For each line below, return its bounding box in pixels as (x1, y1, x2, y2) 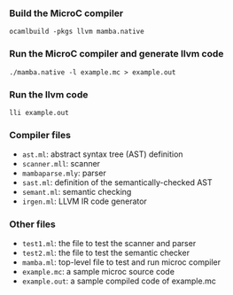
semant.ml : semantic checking (21, 187, 132, 198)
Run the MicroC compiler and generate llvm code (9, 48, 224, 60)
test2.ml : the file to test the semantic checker (21, 247, 190, 259)
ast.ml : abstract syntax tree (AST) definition (21, 149, 183, 159)
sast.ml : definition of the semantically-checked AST (21, 177, 213, 188)
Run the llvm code (9, 88, 89, 100)
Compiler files (9, 128, 71, 141)
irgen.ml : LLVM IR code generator (21, 196, 148, 206)
